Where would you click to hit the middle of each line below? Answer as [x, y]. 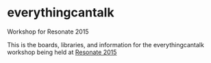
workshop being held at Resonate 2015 [62, 52]
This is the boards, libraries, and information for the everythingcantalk [105, 45]
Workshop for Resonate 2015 [48, 32]
